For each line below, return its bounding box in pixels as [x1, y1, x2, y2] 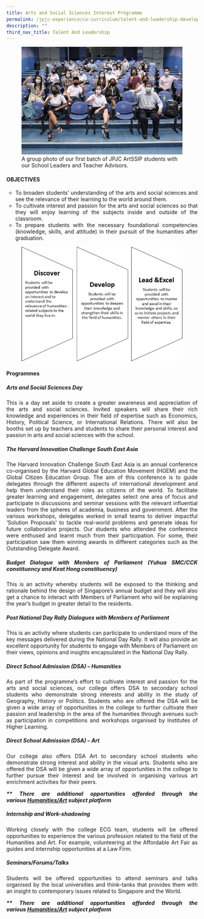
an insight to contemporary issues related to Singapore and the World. [6, 887, 182, 895]
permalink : [6, 16, 34, 23]
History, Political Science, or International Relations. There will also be [6, 419, 198, 426]
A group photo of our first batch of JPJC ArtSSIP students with [21, 155, 178, 162]
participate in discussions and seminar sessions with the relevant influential [6, 499, 198, 506]
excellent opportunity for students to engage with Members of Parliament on [6, 642, 198, 649]
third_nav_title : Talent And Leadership [6, 29, 110, 35]
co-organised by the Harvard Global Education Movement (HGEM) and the [6, 467, 198, 474]
